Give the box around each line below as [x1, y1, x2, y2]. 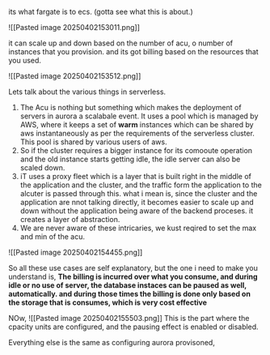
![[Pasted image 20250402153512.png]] [8, 71, 141, 80]
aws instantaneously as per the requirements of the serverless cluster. [19, 129, 255, 138]
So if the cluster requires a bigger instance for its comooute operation [19, 146, 253, 155]
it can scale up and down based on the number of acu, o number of [8, 38, 234, 48]
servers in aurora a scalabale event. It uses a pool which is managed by [19, 111, 259, 121]
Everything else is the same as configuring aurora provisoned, [8, 338, 216, 347]
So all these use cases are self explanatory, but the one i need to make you [8, 263, 259, 272]
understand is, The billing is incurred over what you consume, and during [8, 272, 258, 281]
